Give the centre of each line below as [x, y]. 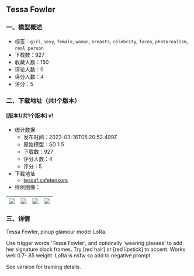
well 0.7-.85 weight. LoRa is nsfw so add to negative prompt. [79, 256]
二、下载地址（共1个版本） [43, 101]
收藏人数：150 [32, 62]
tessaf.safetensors [46, 180]
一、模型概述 [24, 27]
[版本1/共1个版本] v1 [30, 116]
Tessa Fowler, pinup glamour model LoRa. [56, 232]
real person [29, 48]
